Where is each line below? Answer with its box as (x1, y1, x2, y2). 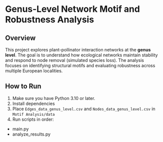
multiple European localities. (5, 68, 63, 74)
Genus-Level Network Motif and (5, 3, 140, 15)
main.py (12, 126, 29, 132)
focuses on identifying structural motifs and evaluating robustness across (5, 63, 156, 68)
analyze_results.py (12, 131, 51, 137)
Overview (5, 34, 36, 42)
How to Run (5, 82, 42, 91)
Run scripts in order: (12, 116, 54, 122)
